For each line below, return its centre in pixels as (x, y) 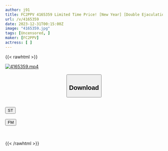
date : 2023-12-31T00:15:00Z (34, 24)
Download (84, 88)
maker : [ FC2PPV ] (22, 38)
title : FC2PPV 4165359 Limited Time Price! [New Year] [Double (72, 15)
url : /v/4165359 (22, 19)
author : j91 (17, 10)
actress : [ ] (19, 43)
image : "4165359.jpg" (28, 29)
